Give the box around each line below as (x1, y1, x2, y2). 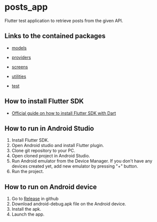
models (11, 45, 27, 50)
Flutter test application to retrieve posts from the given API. (4, 18, 123, 24)
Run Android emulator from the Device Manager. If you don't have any (11, 158, 153, 164)
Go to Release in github (11, 196, 59, 202)
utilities (11, 73, 26, 79)
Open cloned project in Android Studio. (11, 153, 90, 159)
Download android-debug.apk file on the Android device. (11, 201, 126, 207)
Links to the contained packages (4, 32, 106, 40)
